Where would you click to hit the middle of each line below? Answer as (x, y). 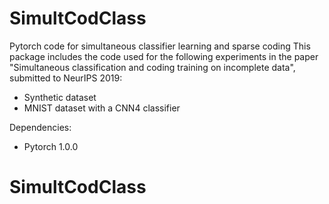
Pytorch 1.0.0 (51, 146)
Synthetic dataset (60, 97)
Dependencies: (40, 127)
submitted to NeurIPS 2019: (66, 78)
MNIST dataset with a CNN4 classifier (102, 108)
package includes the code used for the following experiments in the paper (164, 56)
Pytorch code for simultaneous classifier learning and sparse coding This (160, 46)
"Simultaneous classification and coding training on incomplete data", (152, 67)
